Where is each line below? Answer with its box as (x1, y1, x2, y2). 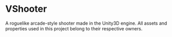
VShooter (5, 3, 47, 15)
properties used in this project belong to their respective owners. (5, 25, 143, 31)
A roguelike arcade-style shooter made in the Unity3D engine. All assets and (5, 20, 167, 26)
